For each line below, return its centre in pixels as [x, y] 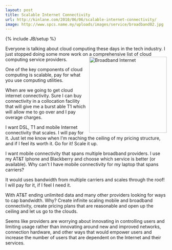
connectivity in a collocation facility [43, 101]
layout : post [19, 10]
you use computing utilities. [34, 80]
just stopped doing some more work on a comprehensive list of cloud [79, 54]
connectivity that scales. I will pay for [45, 133]
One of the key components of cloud [44, 70]
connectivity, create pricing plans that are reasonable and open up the [79, 206]
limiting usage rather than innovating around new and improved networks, [83, 227]
